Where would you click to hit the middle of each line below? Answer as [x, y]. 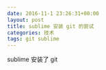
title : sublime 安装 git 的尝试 [51, 26]
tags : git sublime [33, 39]
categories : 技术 [31, 33]
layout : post [26, 20]
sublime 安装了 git [32, 60]
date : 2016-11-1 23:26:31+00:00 [53, 13]
